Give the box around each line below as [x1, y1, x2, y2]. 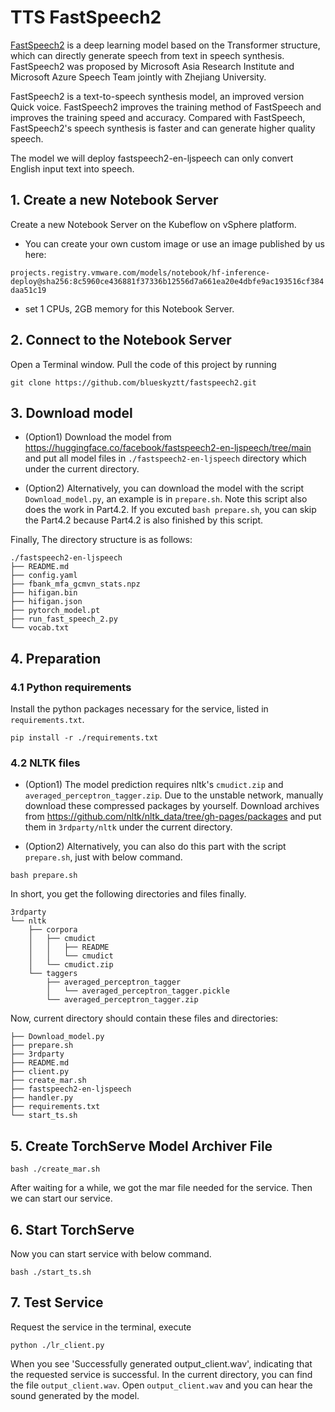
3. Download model [10, 404, 133, 421]
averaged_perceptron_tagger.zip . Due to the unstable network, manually [24, 789, 324, 801]
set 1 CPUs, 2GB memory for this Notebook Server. [24, 302, 235, 315]
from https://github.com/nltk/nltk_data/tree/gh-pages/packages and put [24, 811, 322, 823]
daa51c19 [10, 285, 47, 295]
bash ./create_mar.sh [10, 1164, 101, 1175]
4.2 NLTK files [10, 756, 81, 770]
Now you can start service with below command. [10, 1247, 212, 1260]
